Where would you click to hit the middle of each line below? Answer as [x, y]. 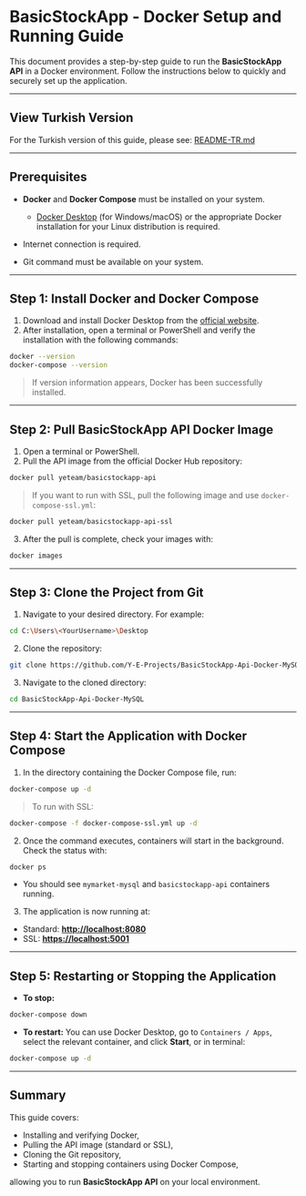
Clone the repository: [62, 649]
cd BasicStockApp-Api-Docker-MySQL [77, 700]
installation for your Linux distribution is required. [128, 226]
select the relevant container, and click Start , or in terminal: [134, 1042]
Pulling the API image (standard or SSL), [98, 1144]
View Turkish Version [71, 118]
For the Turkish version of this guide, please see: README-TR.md [133, 139]
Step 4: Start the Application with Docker [128, 736]
